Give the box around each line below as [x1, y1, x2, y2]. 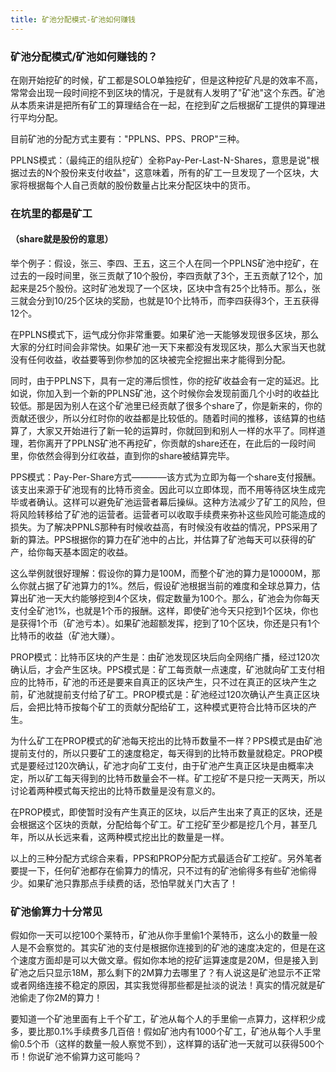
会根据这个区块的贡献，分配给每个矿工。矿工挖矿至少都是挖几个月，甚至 [10, 819, 308, 831]
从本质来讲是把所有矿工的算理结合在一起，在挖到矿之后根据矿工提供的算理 [10, 99, 317, 111]
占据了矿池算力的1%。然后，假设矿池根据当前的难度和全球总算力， [36, 580, 312, 592]
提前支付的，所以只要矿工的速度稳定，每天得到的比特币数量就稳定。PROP [10, 747, 315, 760]
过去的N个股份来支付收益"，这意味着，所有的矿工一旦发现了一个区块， [18, 166, 311, 178]
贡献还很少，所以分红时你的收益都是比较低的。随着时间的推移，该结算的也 [10, 412, 317, 425]
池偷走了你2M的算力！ [10, 992, 103, 1004]
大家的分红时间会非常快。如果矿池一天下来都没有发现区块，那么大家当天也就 [10, 341, 326, 353]
